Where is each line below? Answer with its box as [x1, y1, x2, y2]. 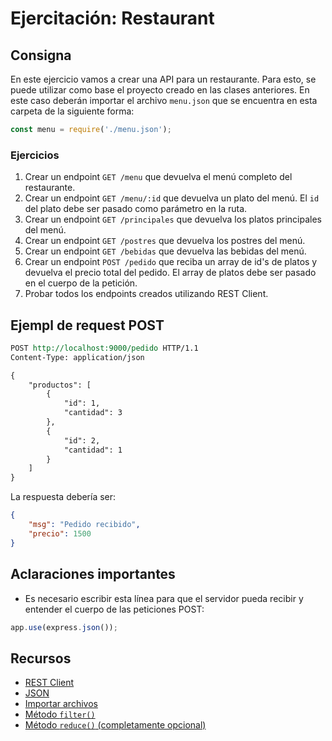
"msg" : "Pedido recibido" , [28, 520, 141, 530]
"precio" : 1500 [28, 528, 92, 539]
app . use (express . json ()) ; [10, 622, 118, 632]
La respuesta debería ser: [10, 491, 117, 503]
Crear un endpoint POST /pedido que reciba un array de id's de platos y [24, 256, 318, 268]
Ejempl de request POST [10, 317, 165, 334]
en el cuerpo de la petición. [24, 277, 138, 289]
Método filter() [24, 708, 96, 721]
